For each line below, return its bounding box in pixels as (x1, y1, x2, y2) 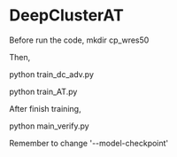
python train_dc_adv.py (9, 68, 95, 80)
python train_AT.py (9, 86, 78, 97)
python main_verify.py (9, 121, 90, 131)
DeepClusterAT (9, 5, 124, 26)
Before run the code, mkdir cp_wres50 (9, 35, 150, 45)
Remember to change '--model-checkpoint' (9, 137, 169, 148)
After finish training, (9, 103, 81, 114)
